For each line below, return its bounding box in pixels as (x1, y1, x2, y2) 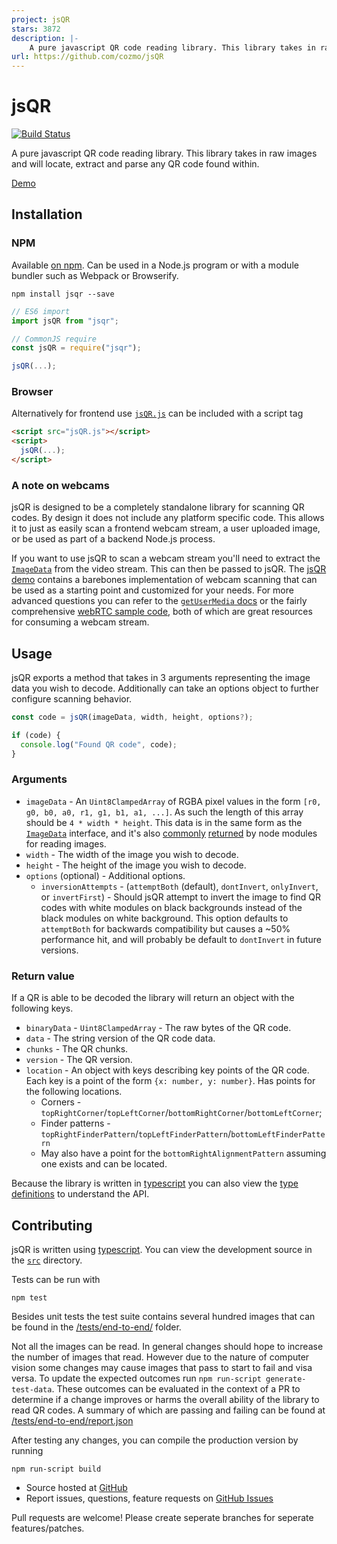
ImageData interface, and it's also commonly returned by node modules (25, 827, 318, 839)
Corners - (40, 1096, 82, 1108)
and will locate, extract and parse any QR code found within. (11, 158, 260, 170)
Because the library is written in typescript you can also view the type (11, 1177, 299, 1190)
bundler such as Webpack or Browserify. (11, 269, 179, 281)
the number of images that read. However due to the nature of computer (11, 1351, 310, 1363)
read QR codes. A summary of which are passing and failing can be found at (11, 1404, 326, 1416)
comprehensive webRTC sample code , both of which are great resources (11, 606, 313, 618)
